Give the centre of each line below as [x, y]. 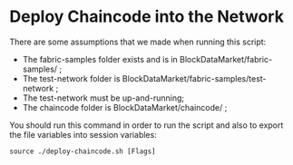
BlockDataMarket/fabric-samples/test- [194, 78]
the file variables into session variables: [83, 134]
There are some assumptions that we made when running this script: [138, 42]
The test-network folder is [71, 78]
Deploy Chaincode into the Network [146, 17]
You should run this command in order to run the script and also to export [146, 125]
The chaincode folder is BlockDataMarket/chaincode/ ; [125, 107]
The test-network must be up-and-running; [103, 98]
